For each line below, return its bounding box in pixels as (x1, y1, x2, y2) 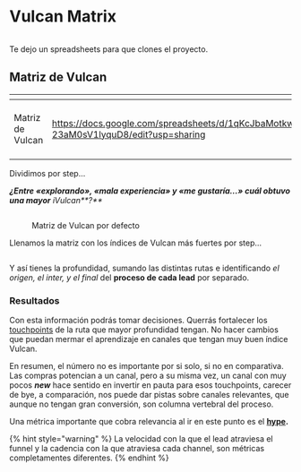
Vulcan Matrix (9, 6, 116, 27)
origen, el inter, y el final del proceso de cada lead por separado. (9, 271, 250, 283)
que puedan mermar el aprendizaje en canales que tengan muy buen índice (9, 334, 288, 345)
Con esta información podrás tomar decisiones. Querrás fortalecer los (9, 315, 268, 326)
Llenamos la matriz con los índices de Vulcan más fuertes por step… (9, 237, 262, 248)
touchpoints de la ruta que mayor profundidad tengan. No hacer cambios (9, 324, 279, 335)
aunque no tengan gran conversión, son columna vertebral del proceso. (9, 399, 274, 409)
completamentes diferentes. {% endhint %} (9, 452, 170, 463)
